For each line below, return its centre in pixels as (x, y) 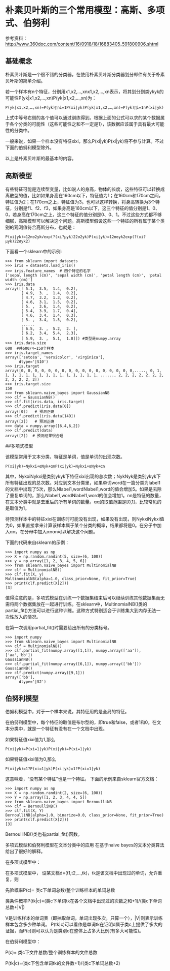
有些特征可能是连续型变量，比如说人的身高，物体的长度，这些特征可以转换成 (85, 189)
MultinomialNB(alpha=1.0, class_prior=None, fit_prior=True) (71, 579)
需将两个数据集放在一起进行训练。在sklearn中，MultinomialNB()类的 (76, 604)
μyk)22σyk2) (18, 241)
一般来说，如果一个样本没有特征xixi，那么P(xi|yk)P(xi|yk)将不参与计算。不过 (85, 141)
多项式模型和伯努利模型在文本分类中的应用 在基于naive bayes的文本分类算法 (85, 845)
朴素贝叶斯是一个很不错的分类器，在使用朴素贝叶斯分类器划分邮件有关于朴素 (85, 74)
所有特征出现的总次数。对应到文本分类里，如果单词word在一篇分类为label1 (83, 482)
